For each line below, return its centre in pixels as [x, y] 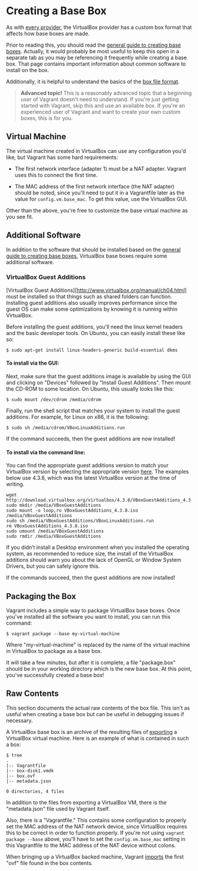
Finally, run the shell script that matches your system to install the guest [93, 411]
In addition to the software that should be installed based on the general [93, 249]
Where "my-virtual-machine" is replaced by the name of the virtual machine [98, 645]
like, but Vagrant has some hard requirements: [62, 157]
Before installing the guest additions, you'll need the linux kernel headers [95, 327]
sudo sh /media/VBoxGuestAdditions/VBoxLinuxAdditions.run [80, 521]
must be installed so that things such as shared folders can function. [89, 296]
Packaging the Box [41, 596]
